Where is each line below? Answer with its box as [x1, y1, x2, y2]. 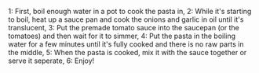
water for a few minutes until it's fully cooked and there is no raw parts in [8, 40, 244, 49]
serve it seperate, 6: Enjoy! [8, 56, 95, 65]
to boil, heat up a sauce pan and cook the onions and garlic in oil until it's [8, 15, 244, 24]
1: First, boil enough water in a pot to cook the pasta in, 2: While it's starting [8, 7, 252, 16]
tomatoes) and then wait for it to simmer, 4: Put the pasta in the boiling [8, 31, 236, 40]
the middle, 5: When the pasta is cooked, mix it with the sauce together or [8, 48, 247, 57]
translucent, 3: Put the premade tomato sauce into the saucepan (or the [8, 23, 239, 32]
